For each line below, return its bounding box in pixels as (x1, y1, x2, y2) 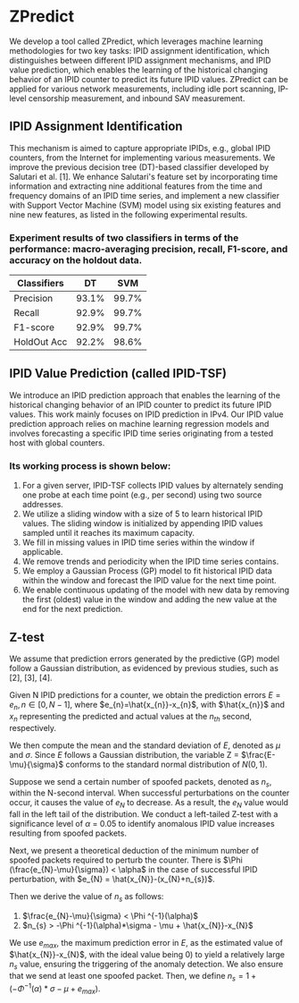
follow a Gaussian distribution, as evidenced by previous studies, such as (9, 662, 279, 673)
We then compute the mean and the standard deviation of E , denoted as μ (9, 740, 281, 751)
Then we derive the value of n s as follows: (9, 891, 164, 904)
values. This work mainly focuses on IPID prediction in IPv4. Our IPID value (9, 409, 284, 420)
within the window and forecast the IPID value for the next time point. (21, 575, 277, 586)
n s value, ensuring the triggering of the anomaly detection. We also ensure (9, 958, 284, 972)
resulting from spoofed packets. (9, 828, 128, 838)
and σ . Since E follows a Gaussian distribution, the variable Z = (9, 749, 239, 760)
